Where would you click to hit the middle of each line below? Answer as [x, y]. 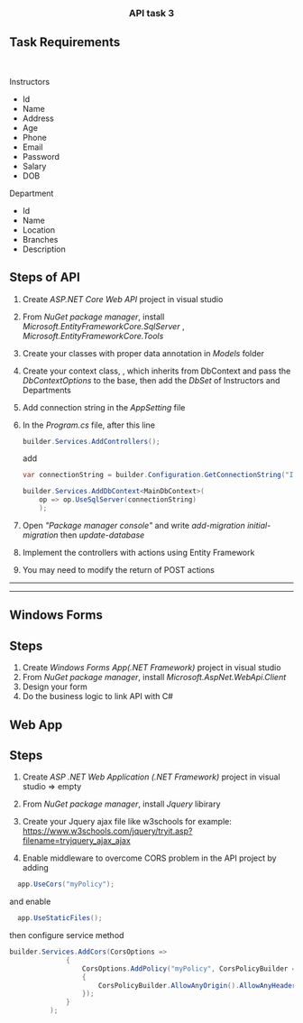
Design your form [55, 687]
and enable [30, 902]
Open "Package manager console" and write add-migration [133, 525]
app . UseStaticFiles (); [60, 918]
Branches [40, 239]
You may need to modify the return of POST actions [118, 569]
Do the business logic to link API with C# [98, 696]
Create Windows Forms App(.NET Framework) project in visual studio [151, 668]
